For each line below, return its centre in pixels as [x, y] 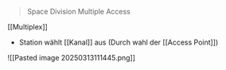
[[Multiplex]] [28, 27]
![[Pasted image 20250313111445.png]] [72, 58]
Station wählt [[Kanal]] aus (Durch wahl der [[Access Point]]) [119, 42]
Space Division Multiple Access [78, 12]
